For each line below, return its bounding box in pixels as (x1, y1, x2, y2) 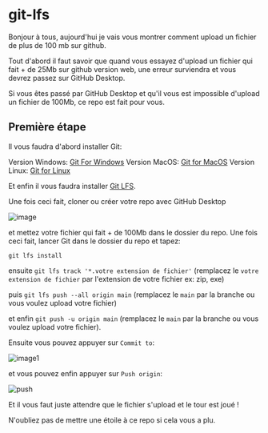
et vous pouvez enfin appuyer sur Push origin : (8, 368, 162, 378)
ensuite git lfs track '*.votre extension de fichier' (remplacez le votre (8, 266, 259, 275)
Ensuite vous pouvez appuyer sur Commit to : (8, 338, 154, 347)
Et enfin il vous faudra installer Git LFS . (8, 181, 136, 190)
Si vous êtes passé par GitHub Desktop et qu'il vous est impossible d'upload (8, 88, 260, 98)
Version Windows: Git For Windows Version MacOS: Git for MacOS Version (8, 157, 255, 166)
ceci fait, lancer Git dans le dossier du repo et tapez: (8, 236, 181, 246)
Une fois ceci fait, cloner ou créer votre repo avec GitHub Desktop (8, 196, 226, 206)
